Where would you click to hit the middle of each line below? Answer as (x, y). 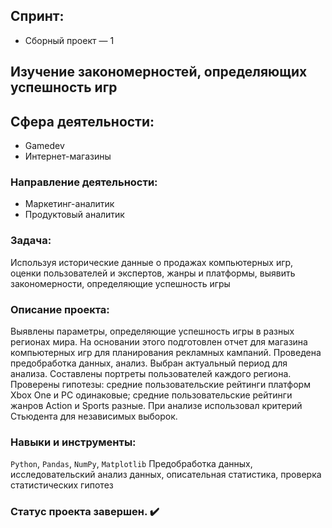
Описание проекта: (60, 309)
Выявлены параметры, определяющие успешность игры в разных (152, 331)
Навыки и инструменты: (73, 442)
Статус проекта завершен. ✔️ (85, 512)
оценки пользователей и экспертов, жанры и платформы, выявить (153, 273)
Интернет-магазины (68, 156)
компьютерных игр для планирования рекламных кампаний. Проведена (166, 352)
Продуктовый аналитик (74, 215)
